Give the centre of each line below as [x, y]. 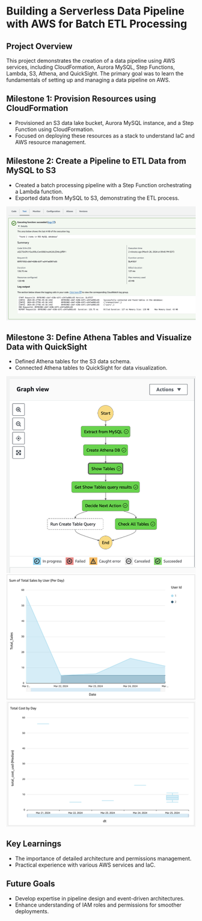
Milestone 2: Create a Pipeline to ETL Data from [96, 161]
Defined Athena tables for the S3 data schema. [73, 362]
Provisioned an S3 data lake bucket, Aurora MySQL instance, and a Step [104, 123]
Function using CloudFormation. [54, 129]
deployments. [32, 911]
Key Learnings [34, 844]
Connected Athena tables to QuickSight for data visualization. [91, 368]
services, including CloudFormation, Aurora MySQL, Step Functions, [91, 67]
